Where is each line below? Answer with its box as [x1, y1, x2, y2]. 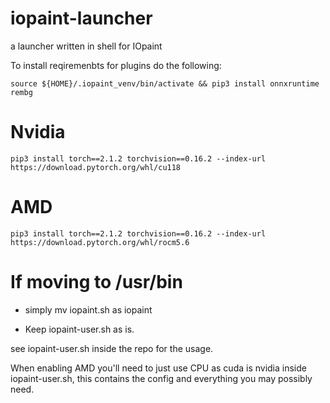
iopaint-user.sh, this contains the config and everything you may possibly [10, 372, 313, 384]
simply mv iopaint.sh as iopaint [24, 303, 153, 316]
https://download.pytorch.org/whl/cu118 [10, 162, 182, 172]
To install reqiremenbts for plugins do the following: [10, 59, 222, 71]
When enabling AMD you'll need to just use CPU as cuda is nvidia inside [10, 362, 307, 374]
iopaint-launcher [10, 7, 153, 30]
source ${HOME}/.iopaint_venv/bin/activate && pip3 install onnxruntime [10, 78, 320, 89]
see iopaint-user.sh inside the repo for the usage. [10, 342, 214, 354]
